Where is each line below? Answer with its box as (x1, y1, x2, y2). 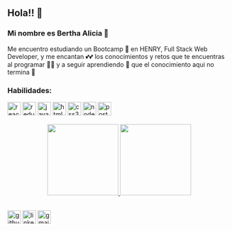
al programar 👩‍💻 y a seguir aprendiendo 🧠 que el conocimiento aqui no (7, 60, 214, 68)
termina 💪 (7, 68, 36, 76)
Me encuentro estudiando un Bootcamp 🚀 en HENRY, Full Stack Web (7, 44, 208, 53)
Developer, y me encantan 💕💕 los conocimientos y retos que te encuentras (7, 52, 225, 60)
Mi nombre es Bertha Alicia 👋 (7, 28, 109, 38)
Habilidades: (7, 85, 52, 95)
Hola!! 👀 (7, 7, 43, 19)
